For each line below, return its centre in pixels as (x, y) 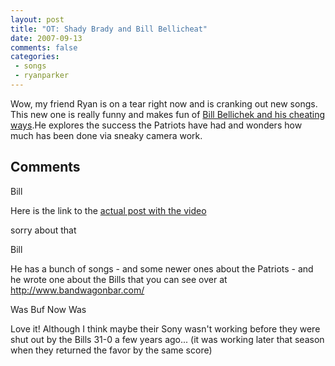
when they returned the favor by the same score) (111, 350)
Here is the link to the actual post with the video (108, 210)
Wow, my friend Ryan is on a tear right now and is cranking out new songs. (164, 103)
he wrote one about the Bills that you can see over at (119, 279)
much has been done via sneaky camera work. (106, 135)
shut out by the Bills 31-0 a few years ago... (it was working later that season (167, 339)
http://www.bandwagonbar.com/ (77, 290)
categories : (35, 57)
